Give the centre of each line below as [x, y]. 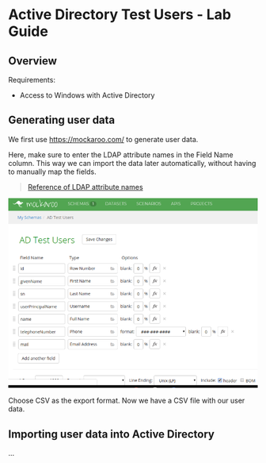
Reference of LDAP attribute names [85, 187]
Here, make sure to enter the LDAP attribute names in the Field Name [121, 154]
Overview [33, 61]
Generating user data [62, 120]
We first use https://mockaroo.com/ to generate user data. [103, 139]
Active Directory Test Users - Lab [120, 15]
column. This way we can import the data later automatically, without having [132, 163]
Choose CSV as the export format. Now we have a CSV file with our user [127, 401]
